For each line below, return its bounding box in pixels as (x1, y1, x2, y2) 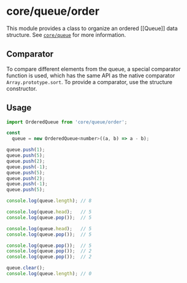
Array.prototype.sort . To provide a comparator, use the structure (6, 78, 173, 85)
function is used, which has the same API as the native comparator (6, 72, 175, 79)
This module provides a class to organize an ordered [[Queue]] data (6, 25, 178, 32)
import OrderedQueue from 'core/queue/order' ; (6, 118, 128, 125)
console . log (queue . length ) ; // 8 (6, 198, 92, 204)
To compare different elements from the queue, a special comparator (6, 65, 181, 72)
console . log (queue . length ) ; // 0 (6, 271, 92, 277)
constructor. (6, 85, 37, 92)
